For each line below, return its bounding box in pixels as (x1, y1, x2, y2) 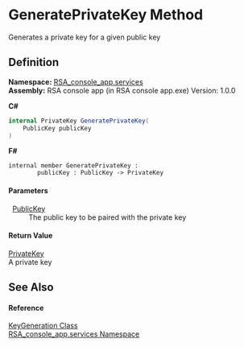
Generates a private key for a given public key (8, 32, 161, 42)
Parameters (8, 185, 48, 195)
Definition (8, 56, 59, 69)
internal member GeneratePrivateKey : (8, 162, 139, 170)
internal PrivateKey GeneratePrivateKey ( (8, 117, 150, 125)
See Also (8, 280, 54, 295)
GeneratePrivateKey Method (8, 6, 204, 24)
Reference (8, 303, 44, 312)
